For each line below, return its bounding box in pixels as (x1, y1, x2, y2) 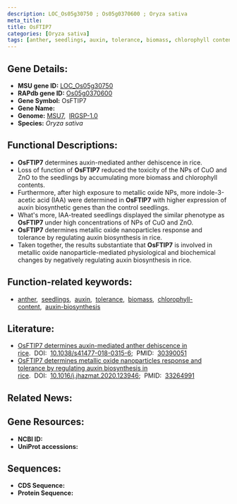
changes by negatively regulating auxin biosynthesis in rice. (17, 256, 192, 264)
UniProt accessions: (17, 442, 79, 450)
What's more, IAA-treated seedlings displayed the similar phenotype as (17, 210, 225, 219)
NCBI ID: (17, 435, 44, 443)
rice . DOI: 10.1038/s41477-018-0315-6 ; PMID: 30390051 (17, 349, 187, 357)
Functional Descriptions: (7, 139, 118, 152)
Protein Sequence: (17, 488, 74, 498)
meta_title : (7, 17, 42, 24)
